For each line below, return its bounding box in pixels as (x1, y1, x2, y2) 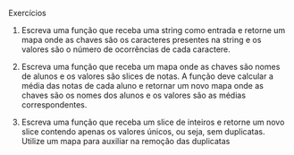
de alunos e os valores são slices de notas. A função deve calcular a (21, 71, 274, 82)
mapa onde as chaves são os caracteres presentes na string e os (21, 35, 262, 45)
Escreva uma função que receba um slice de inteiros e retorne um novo (21, 116, 285, 127)
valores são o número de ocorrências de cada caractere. (21, 44, 231, 55)
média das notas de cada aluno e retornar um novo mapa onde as (21, 81, 265, 90)
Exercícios (8, 8, 46, 18)
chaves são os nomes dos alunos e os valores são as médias (21, 90, 247, 100)
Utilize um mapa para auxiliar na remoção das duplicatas (21, 136, 231, 146)
